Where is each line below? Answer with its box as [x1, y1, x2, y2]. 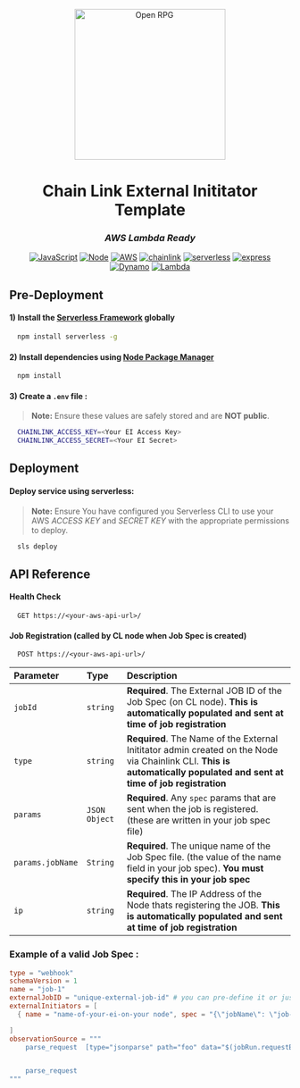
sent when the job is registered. [126, 803, 259, 816]
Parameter [13, 670, 60, 682]
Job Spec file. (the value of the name [126, 851, 281, 864]
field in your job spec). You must [126, 862, 264, 875]
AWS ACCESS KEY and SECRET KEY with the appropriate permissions [30, 515, 290, 526]
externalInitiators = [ [9, 1001, 98, 1011]
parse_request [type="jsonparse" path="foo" [25, 1042, 198, 1051]
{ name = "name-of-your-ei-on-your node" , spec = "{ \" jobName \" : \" [17, 1009, 278, 1018]
